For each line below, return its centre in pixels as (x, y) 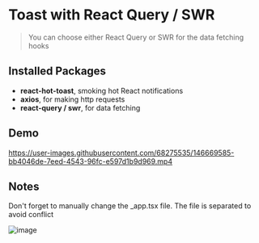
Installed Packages (57, 71)
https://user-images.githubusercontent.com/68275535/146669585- (121, 153)
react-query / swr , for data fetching (80, 107)
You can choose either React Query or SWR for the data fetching (136, 37)
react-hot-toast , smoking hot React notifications (102, 90)
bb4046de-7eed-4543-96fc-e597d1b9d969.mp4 (90, 161)
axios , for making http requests (72, 99)
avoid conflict (31, 215)
